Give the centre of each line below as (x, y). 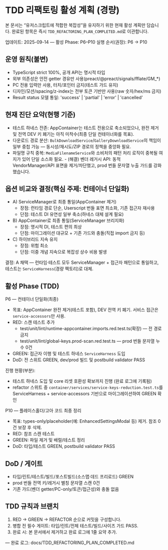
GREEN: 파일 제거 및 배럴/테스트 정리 (49, 440)
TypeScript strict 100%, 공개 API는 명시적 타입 (59, 72)
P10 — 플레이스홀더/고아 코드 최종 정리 (43, 411)
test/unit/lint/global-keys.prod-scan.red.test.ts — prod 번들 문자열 (87, 341)
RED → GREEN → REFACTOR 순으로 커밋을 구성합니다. (67, 519)
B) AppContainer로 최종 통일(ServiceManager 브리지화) (68, 220)
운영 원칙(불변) (27, 59)
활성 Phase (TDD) (32, 286)
